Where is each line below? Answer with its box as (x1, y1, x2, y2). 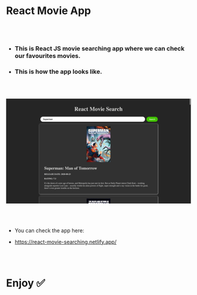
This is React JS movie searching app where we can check (14, 44, 185, 52)
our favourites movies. (14, 52, 81, 60)
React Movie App (6, 4, 91, 18)
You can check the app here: (14, 227, 84, 234)
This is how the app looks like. (14, 67, 103, 76)
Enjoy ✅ (6, 276, 45, 290)
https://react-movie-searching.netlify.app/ (14, 238, 117, 245)
